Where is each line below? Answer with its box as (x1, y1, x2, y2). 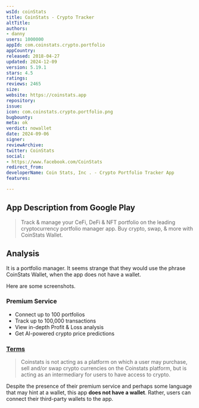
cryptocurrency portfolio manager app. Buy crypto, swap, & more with (20, 225, 194, 232)
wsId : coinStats (6, 8, 46, 15)
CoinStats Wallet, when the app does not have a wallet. (6, 271, 141, 278)
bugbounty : (6, 114, 33, 120)
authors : (6, 25, 28, 32)
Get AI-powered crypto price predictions (14, 330, 115, 337)
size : (6, 87, 20, 93)
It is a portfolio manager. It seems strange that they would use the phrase (6, 264, 186, 272)
